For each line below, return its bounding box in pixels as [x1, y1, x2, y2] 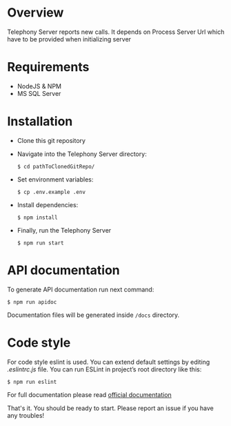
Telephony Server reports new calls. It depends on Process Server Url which [7, 28, 225, 36]
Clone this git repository [17, 136, 86, 144]
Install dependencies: [17, 200, 79, 209]
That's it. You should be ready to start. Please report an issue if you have [7, 404, 214, 412]
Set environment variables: [17, 175, 94, 184]
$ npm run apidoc [7, 298, 57, 305]
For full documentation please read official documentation [7, 390, 172, 398]
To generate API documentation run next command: [7, 285, 154, 293]
